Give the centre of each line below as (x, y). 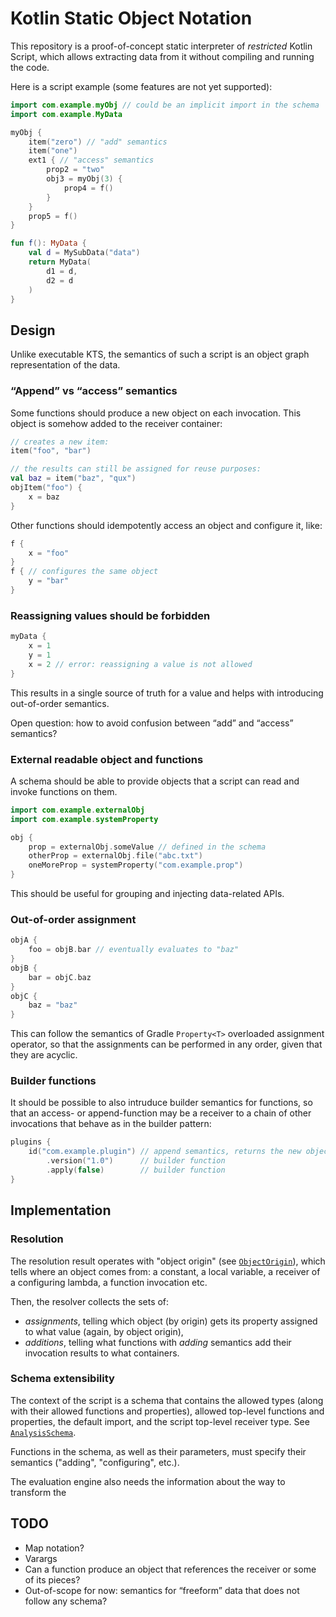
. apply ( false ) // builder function (136, 1170)
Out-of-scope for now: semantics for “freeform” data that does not (162, 1590)
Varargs (41, 1558)
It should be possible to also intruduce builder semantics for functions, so (161, 1103)
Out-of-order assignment (73, 919)
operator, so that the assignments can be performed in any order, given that (166, 1044)
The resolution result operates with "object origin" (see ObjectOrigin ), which (168, 1261)
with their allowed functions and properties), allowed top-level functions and (167, 1411)
